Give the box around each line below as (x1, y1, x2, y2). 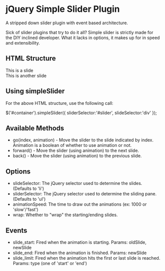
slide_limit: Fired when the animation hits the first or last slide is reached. (12, 255, 161, 261)
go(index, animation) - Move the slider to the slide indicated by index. (12, 137, 154, 143)
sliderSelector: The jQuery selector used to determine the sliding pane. (12, 191, 157, 197)
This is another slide (5, 73, 47, 79)
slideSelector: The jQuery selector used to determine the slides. (12, 181, 142, 186)
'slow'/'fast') (12, 207, 38, 213)
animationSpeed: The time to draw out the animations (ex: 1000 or (12, 201, 147, 207)
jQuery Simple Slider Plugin (5, 3, 120, 15)
